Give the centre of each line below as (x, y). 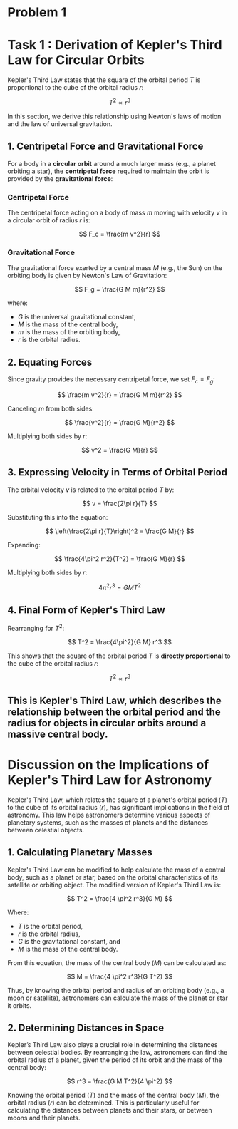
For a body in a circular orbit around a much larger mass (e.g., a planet (112, 163)
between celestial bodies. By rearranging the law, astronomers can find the (118, 1053)
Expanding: (24, 545)
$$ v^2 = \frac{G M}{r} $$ (120, 450)
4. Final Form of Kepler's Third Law (86, 610)
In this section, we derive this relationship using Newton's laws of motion (114, 116)
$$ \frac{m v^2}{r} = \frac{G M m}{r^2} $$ (120, 395)
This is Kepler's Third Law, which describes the (115, 700)
